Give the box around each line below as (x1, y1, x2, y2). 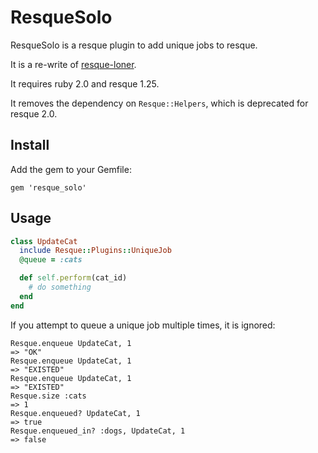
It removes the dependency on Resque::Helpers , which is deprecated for (10, 97, 309, 109)
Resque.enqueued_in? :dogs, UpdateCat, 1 (10, 426, 186, 436)
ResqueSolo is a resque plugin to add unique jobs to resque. (10, 39, 258, 51)
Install (10, 137, 50, 154)
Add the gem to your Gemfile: (10, 163, 132, 175)
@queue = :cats (19, 255, 83, 265)
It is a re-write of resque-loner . (10, 58, 137, 70)
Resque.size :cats (10, 391, 87, 401)
